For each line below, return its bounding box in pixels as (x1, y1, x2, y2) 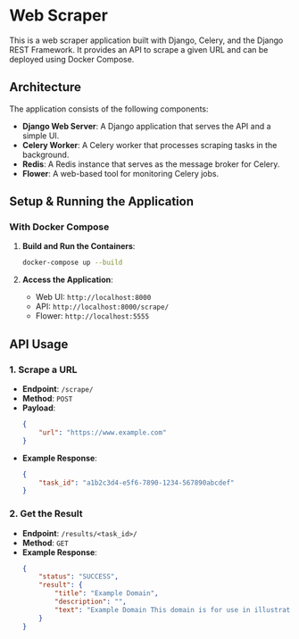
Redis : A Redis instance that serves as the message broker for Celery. (21, 158, 280, 170)
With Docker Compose (9, 220, 110, 233)
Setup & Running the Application (9, 194, 195, 210)
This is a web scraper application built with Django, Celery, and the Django (9, 35, 284, 46)
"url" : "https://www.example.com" (38, 427, 167, 437)
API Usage (9, 336, 69, 352)
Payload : (21, 402, 56, 413)
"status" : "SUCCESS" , (38, 572, 119, 581)
